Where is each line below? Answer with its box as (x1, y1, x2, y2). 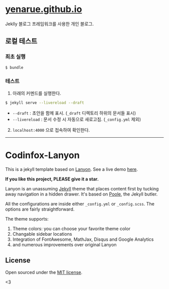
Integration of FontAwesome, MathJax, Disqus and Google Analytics (12, 236, 154, 242)
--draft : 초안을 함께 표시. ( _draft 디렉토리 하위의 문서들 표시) (12, 110, 136, 116)
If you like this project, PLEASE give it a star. (5, 176, 99, 182)
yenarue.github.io (5, 4, 82, 15)
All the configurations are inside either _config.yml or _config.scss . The (5, 201, 155, 207)
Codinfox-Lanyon (5, 149, 80, 161)
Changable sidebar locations (12, 231, 72, 237)
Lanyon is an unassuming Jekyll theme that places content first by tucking (5, 185, 159, 191)
